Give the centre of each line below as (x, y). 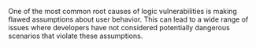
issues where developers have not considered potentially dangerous (119, 27)
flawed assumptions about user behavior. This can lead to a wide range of (128, 19)
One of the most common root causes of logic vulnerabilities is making (123, 11)
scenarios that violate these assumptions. (76, 36)
